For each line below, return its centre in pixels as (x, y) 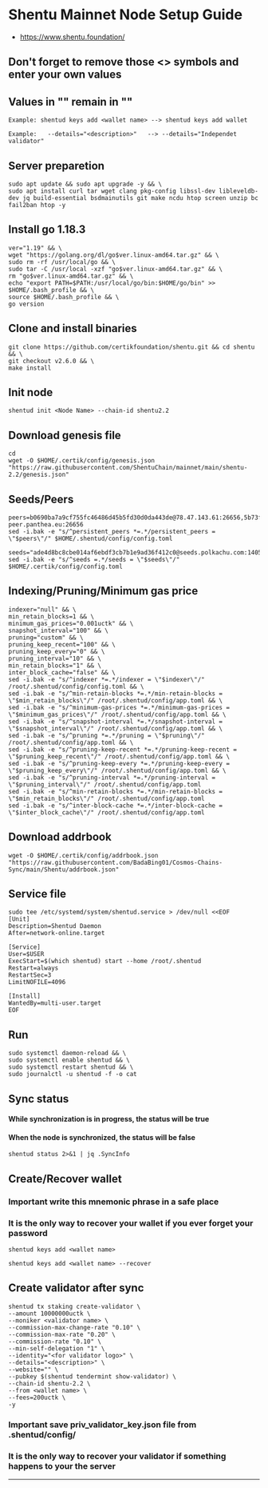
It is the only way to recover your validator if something (117, 1456)
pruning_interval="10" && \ (55, 658)
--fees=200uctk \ (37, 1398)
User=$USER (26, 954)
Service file (37, 894)
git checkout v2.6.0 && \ (51, 361)
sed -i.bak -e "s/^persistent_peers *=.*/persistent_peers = (112, 532)
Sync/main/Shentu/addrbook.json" (64, 870)
